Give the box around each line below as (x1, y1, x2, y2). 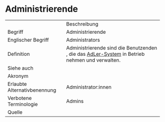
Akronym (7, 73, 28, 79)
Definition (7, 50, 30, 57)
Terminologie (7, 100, 38, 107)
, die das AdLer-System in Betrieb (66, 50, 145, 57)
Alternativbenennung (7, 87, 56, 94)
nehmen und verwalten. (66, 56, 121, 63)
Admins (66, 98, 84, 104)
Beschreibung (66, 21, 99, 27)
